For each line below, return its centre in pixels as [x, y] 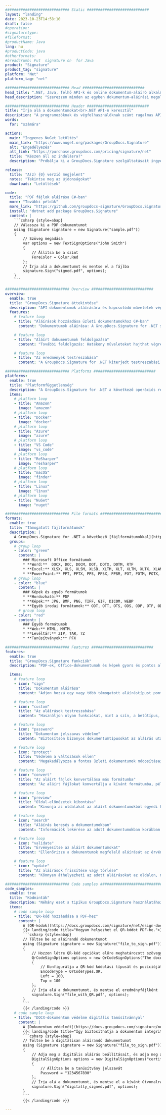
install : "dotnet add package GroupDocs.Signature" [64, 211]
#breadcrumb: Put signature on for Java [49, 60]
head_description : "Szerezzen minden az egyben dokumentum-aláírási [77, 97]
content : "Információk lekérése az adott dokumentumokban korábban [89, 830]
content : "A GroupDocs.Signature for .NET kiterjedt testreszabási [89, 362]
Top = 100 [50, 981]
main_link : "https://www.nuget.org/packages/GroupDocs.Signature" [79, 142]
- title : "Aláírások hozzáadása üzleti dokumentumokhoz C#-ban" [82, 322]
